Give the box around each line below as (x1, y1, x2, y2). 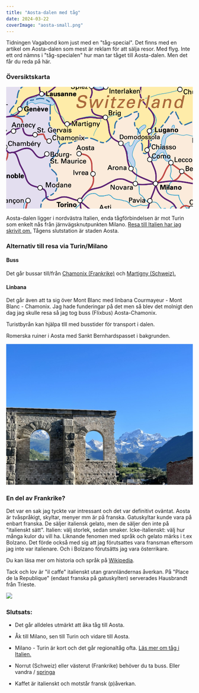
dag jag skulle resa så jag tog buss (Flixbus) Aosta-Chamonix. (6, 309, 158, 317)
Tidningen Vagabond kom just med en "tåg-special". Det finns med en (6, 39, 177, 46)
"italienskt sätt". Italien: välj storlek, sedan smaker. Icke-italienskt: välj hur (6, 526, 185, 533)
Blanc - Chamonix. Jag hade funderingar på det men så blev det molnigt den (6, 303, 193, 310)
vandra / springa (14, 669, 55, 676)
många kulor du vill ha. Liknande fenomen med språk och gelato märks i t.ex (6, 532, 192, 540)
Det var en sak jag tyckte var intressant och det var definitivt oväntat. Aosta (6, 507, 191, 514)
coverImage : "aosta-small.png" (6, 22, 84, 28)
